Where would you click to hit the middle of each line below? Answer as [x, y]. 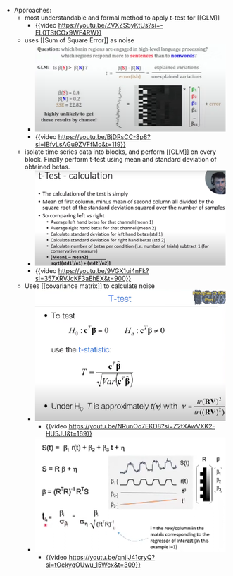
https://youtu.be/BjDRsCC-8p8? [105, 136]
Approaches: [32, 10]
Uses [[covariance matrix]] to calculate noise [89, 286]
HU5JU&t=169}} [69, 434]
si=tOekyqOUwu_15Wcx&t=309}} [93, 565]
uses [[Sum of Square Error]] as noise [80, 40]
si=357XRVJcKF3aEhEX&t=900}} [83, 278]
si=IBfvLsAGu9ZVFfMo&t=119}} [81, 144]
